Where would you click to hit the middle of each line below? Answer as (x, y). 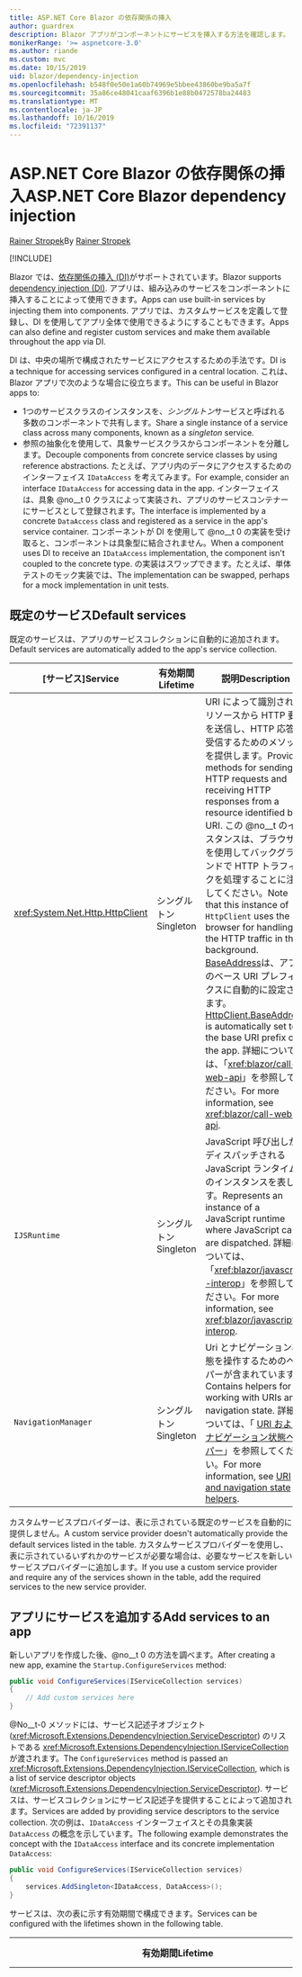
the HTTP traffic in (244, 939)
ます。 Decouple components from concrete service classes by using (150, 454)
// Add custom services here (80, 1698)
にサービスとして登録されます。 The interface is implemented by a (144, 510)
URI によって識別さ (245, 701)
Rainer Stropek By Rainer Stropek (70, 240)
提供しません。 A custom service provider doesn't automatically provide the (149, 1533)
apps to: (25, 392)
